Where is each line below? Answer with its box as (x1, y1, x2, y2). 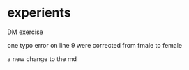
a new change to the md (7, 54, 77, 63)
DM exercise (7, 28, 44, 36)
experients (7, 5, 71, 21)
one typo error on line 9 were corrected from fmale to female (7, 41, 183, 49)
